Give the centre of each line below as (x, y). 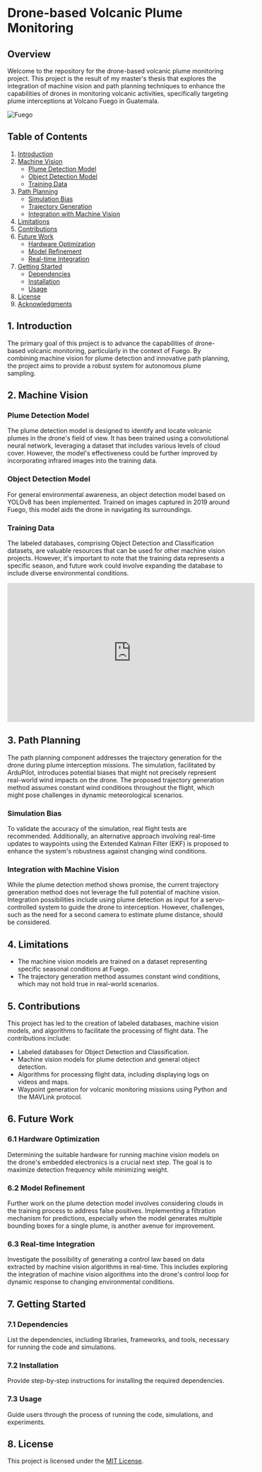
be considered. (29, 922)
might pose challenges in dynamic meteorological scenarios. (95, 795)
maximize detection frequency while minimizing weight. (88, 1169)
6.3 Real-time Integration (51, 1244)
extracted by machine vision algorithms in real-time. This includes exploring (118, 1267)
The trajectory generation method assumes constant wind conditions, (119, 976)
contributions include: (39, 1038)
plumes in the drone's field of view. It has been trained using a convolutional (118, 438)
